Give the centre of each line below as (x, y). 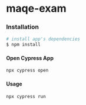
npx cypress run (26, 96)
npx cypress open (27, 70)
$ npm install (24, 45)
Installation (23, 27)
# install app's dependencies (43, 39)
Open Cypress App (30, 58)
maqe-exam (36, 9)
